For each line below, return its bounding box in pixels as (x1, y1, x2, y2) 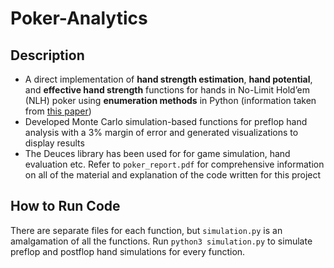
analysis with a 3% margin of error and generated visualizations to (24, 127, 299, 138)
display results (24, 137, 85, 149)
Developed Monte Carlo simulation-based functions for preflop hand (24, 116, 308, 127)
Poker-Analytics (10, 7, 148, 30)
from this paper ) (24, 105, 92, 117)
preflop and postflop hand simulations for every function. (10, 245, 246, 257)
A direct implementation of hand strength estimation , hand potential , (24, 73, 313, 85)
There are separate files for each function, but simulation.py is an (10, 224, 283, 236)
